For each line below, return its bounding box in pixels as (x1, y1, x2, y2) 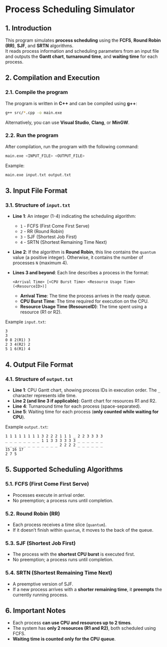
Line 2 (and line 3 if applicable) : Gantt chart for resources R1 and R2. (12, 398, 157, 404)
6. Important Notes (5, 606, 66, 615)
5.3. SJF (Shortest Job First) (5, 539, 76, 546)
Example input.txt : (5, 319, 47, 325)
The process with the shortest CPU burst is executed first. (12, 551, 135, 557)
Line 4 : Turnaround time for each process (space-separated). (12, 403, 141, 409)
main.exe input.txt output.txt (5, 172, 71, 177)
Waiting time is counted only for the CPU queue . (12, 636, 116, 642)
